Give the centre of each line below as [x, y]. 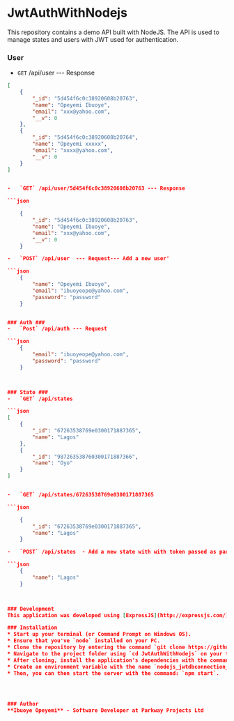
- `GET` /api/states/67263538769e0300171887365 [81, 495]
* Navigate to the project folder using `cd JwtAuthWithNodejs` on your [115, 653]
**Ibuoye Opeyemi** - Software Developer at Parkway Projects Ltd [106, 711]
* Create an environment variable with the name [79, 667]
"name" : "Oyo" [53, 463]
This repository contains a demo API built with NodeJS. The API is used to [113, 32]
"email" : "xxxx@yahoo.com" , [73, 150]
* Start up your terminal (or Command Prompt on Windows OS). [99, 635]
